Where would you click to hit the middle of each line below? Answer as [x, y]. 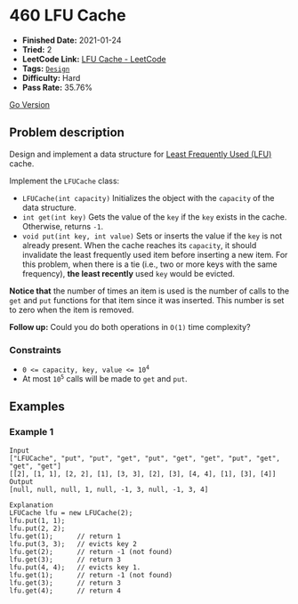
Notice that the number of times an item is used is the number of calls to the [149, 291]
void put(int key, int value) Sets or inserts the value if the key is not [152, 236]
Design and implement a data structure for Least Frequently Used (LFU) [141, 154]
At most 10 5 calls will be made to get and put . [105, 379]
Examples [37, 407]
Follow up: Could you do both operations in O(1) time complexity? [130, 326]
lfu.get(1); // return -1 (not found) [91, 575]
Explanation [31, 505]
